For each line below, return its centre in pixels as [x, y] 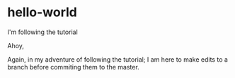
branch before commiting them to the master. [73, 67]
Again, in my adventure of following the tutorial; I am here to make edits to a [118, 59]
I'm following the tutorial [42, 32]
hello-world [42, 12]
